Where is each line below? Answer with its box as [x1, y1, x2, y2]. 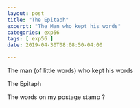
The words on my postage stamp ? [7, 93, 105, 101]
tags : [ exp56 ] [7, 36, 54, 42]
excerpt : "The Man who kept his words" [7, 23, 121, 29]
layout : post [7, 10, 45, 17]
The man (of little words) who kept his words [7, 66, 134, 75]
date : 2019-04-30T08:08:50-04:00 [7, 42, 103, 49]
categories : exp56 [7, 29, 60, 36]
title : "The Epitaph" [7, 16, 69, 23]
